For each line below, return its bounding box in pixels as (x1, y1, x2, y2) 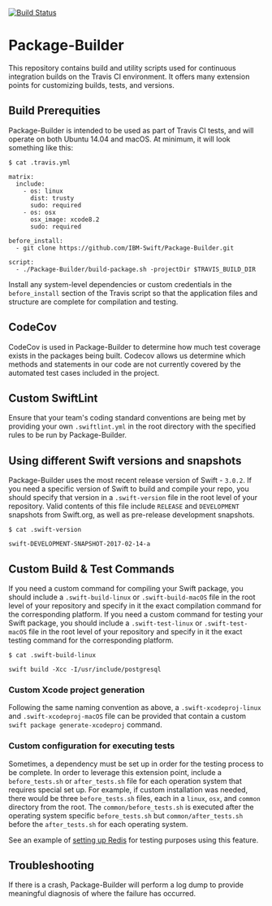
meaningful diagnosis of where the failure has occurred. (8, 889, 196, 899)
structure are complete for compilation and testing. (8, 297, 179, 307)
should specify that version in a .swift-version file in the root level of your (8, 493, 258, 503)
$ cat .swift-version (8, 525, 82, 534)
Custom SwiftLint (8, 391, 98, 405)
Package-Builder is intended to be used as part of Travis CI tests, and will (8, 125, 254, 135)
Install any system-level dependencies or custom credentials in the (8, 279, 233, 289)
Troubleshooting (8, 858, 95, 872)
